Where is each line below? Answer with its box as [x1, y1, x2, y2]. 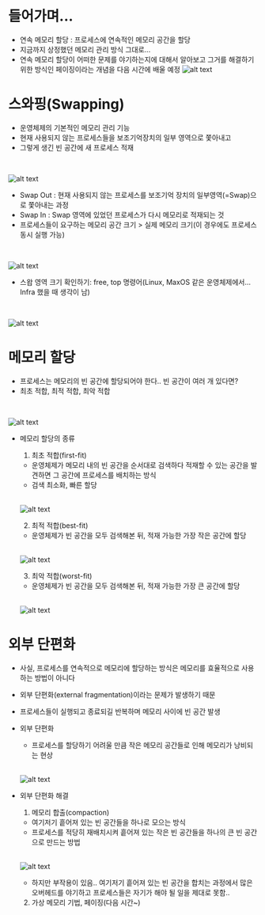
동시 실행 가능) [19, 230, 66, 239]
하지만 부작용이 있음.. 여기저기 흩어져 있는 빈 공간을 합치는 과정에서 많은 [31, 878, 253, 887]
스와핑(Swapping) [8, 96, 125, 113]
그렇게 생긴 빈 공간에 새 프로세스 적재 [19, 142, 134, 152]
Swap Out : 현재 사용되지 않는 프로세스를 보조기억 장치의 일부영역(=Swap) [19, 190, 251, 199]
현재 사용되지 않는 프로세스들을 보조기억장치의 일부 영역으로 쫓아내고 [19, 132, 232, 142]
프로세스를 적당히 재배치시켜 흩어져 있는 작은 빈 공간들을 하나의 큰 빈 [31, 827, 243, 837]
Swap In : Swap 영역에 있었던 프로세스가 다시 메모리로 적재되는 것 [19, 210, 225, 219]
